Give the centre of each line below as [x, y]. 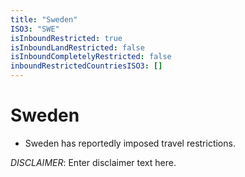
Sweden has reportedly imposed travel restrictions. [130, 143]
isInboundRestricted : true [66, 38]
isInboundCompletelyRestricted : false [91, 57]
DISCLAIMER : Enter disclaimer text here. [93, 162]
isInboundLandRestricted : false [77, 47]
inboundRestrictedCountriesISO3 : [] [86, 66]
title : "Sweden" [44, 19]
